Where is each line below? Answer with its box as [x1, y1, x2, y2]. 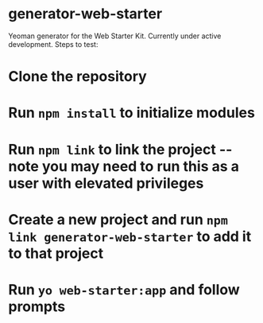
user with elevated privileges [8, 174, 204, 192]
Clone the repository [8, 68, 147, 86]
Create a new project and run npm [8, 210, 228, 228]
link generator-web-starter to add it [8, 228, 252, 245]
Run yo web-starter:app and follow [8, 280, 240, 298]
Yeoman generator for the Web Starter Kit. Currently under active [8, 31, 222, 41]
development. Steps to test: [8, 39, 99, 49]
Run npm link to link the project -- [8, 140, 233, 158]
